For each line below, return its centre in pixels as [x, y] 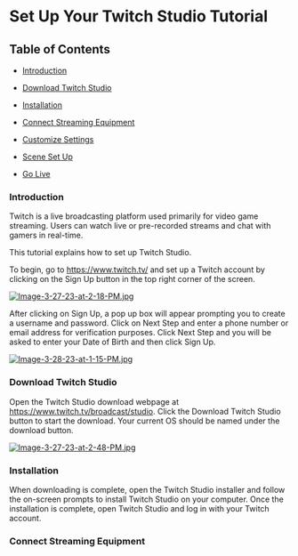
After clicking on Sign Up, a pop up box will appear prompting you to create [148, 314]
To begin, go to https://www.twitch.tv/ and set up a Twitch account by [137, 270]
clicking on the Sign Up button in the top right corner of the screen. [132, 279]
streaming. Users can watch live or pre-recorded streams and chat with [140, 226]
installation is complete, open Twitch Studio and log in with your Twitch [139, 508]
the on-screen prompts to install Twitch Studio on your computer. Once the [147, 499]
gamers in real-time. [46, 235]
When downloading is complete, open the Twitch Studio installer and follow [147, 489]
